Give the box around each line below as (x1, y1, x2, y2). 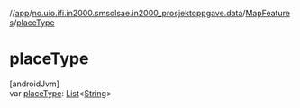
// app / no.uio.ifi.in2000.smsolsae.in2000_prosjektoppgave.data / (9, 8, 246, 18)
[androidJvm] (9, 78, 60, 89)
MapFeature (245, 8, 291, 18)
